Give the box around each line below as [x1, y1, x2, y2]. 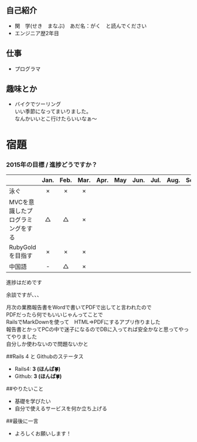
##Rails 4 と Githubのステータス [6, 353, 84, 360]
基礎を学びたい [14, 397, 51, 404]
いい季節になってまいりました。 [14, 108, 92, 115]
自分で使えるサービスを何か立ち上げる [14, 404, 107, 412]
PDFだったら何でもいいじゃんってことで [6, 311, 103, 318]
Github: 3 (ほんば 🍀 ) [14, 372, 62, 380]
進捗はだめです [6, 278, 42, 286]
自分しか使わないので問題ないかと [6, 340, 89, 347]
